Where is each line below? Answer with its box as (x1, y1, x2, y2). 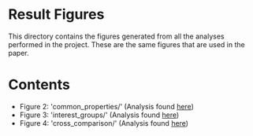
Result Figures (8, 6, 105, 24)
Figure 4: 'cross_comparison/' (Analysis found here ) (19, 118, 189, 127)
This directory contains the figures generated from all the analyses (8, 31, 225, 41)
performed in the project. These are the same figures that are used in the (8, 39, 246, 49)
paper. (8, 48, 29, 57)
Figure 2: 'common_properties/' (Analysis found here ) (19, 101, 195, 111)
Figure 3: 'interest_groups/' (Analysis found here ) (19, 110, 180, 119)
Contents (8, 76, 71, 94)
